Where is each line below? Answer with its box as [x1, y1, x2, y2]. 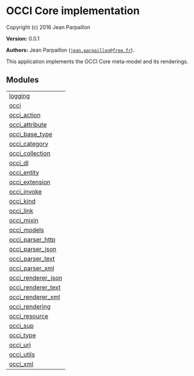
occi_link [9, 206, 34, 215]
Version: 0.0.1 [6, 35, 40, 42]
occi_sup [9, 321, 34, 329]
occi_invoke [9, 187, 42, 196]
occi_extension [9, 178, 51, 186]
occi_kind [9, 197, 36, 205]
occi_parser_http [9, 235, 56, 243]
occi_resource [9, 312, 49, 320]
